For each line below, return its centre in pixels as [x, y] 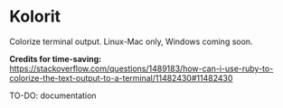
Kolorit [35, 17]
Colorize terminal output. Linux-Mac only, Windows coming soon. [131, 41]
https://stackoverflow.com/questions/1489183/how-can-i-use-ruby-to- [141, 68]
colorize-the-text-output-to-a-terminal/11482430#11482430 [121, 77]
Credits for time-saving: [56, 58]
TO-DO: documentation [53, 95]
